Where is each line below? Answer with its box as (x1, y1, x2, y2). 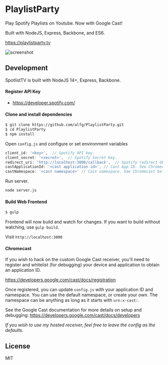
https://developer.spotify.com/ (12, 99, 75, 106)
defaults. (5, 327, 23, 333)
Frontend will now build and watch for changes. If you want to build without (5, 219, 160, 225)
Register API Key (5, 89, 41, 95)
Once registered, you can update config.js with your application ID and (5, 287, 153, 293)
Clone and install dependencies (5, 111, 72, 117)
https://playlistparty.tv (5, 39, 51, 46)
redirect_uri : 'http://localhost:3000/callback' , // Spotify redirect (5, 159, 157, 165)
